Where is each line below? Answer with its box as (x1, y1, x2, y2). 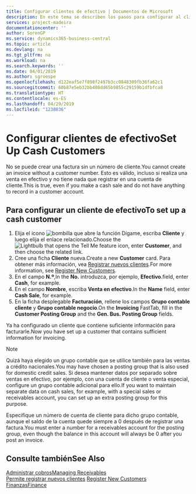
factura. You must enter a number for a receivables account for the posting (6, 424, 185, 431)
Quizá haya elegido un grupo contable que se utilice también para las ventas (6, 357, 190, 364)
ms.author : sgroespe (6, 74, 57, 80)
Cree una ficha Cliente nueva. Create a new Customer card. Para (14, 255, 171, 262)
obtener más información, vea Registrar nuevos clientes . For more (14, 261, 172, 268)
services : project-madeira (6, 19, 72, 25)
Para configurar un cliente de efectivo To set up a (6, 205, 186, 215)
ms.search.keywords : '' (6, 63, 64, 69)
